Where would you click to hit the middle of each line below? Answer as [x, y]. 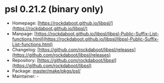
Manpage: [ [24, 33]
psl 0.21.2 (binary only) [54, 9]
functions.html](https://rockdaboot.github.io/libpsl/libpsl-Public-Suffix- [85, 39]
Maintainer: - [25, 76]
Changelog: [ [25, 49]
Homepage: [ [26, 23]
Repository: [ [25, 60]
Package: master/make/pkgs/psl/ [46, 70]
